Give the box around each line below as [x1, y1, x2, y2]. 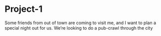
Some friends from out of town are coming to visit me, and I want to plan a [4, 20, 157, 26]
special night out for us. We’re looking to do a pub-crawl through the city [4, 25, 153, 31]
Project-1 [4, 3, 43, 15]
